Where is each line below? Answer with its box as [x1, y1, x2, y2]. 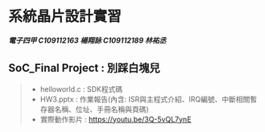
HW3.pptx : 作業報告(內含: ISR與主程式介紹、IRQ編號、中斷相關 [39, 94, 251, 104]
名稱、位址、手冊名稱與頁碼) [54, 104, 149, 113]
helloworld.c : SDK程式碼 [39, 84, 123, 93]
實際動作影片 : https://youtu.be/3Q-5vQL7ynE [39, 114, 192, 124]
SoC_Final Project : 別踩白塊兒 [8, 61, 160, 75]
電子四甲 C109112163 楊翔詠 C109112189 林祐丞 [8, 35, 167, 45]
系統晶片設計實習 [8, 7, 122, 26]
